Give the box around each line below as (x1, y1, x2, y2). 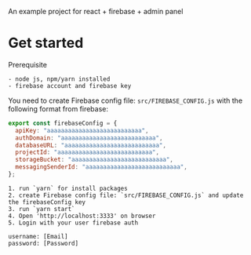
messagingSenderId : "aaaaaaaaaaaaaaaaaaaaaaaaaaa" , (15, 163, 188, 171)
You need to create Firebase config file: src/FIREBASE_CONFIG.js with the (8, 96, 243, 105)
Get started (8, 35, 84, 52)
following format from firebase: (8, 104, 108, 113)
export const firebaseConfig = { (8, 119, 118, 127)
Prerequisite (8, 60, 47, 69)
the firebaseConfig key (8, 198, 86, 206)
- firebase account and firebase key (8, 82, 132, 89)
